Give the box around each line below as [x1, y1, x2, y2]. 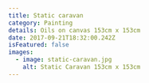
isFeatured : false [8, 41, 69, 49]
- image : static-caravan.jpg [15, 56, 112, 64]
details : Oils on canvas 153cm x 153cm [8, 26, 141, 34]
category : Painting [8, 19, 73, 27]
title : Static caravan [8, 11, 84, 20]
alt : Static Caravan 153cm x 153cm [22, 63, 141, 71]
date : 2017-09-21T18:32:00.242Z [8, 33, 116, 42]
